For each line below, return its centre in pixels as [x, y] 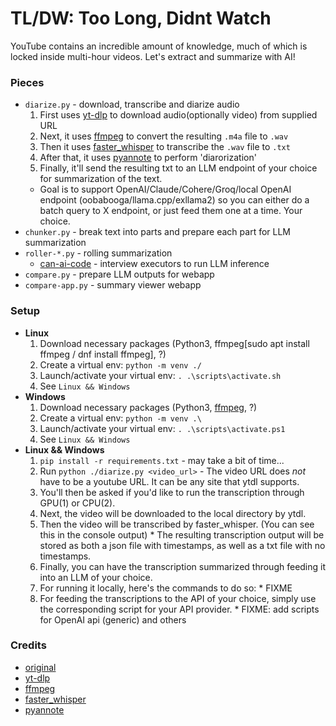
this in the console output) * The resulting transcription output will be [182, 534]
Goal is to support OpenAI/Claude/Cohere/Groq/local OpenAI [165, 189]
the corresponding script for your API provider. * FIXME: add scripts [179, 609]
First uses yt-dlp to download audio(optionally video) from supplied [178, 115]
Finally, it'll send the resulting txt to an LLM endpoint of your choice [178, 168]
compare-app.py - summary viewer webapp [113, 285]
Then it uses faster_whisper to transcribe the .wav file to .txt [165, 147]
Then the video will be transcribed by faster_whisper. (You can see [177, 524]
